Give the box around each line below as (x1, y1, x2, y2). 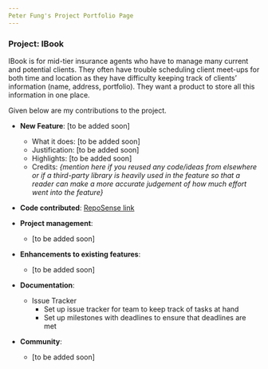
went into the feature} (31, 187, 104, 196)
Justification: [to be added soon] (31, 145, 140, 154)
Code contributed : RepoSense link (19, 203, 135, 212)
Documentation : (19, 280, 75, 290)
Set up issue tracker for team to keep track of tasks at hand (43, 304, 239, 314)
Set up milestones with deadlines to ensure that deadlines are (43, 312, 246, 322)
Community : (19, 336, 62, 346)
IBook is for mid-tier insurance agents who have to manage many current (8, 56, 249, 65)
